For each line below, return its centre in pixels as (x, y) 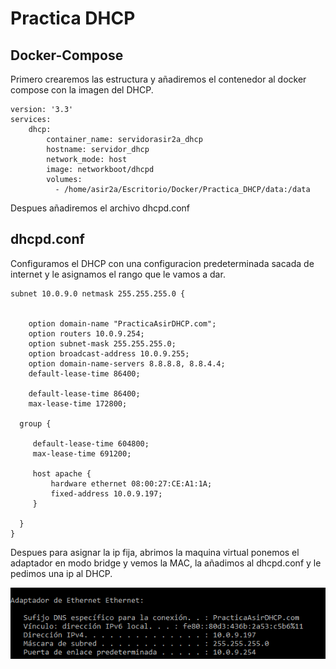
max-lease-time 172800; (78, 403)
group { (35, 423)
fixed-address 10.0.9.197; (106, 493)
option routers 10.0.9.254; (86, 333)
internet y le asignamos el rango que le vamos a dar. (118, 274)
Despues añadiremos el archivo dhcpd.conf (100, 208)
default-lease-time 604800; (91, 443)
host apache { (62, 473)
